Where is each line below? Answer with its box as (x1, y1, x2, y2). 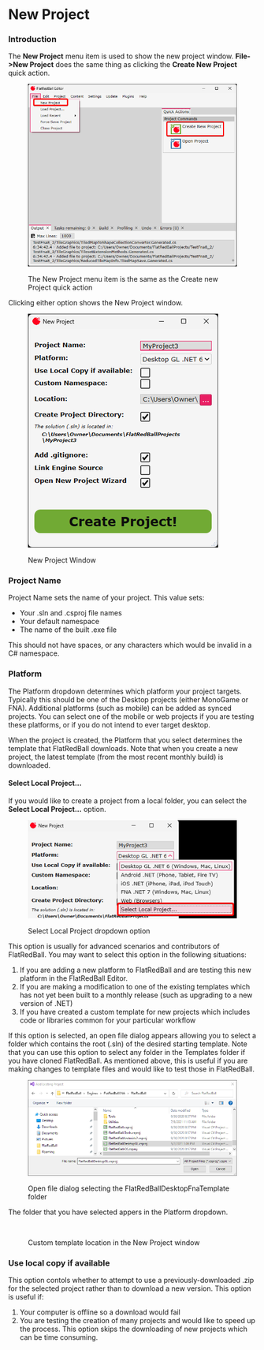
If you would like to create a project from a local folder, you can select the (8, 795, 247, 806)
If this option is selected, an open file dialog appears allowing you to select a (8, 1030, 257, 1040)
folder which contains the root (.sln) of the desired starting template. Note (8, 1039, 248, 1049)
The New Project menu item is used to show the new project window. (8, 51, 234, 61)
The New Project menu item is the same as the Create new (28, 274, 218, 283)
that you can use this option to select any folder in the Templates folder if (8, 1047, 246, 1056)
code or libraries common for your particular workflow (19, 1015, 196, 1025)
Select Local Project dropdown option (28, 926, 151, 936)
